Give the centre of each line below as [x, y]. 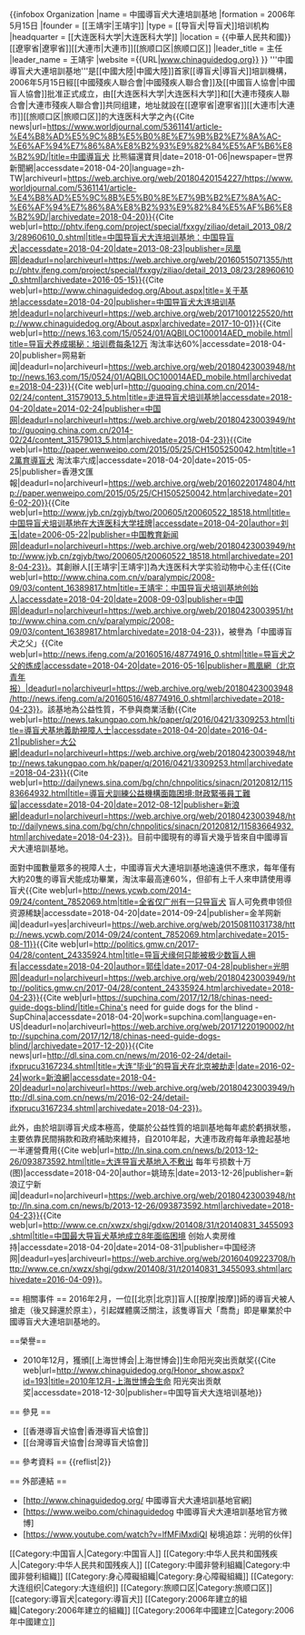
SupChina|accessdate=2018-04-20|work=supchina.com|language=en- [143, 1017]
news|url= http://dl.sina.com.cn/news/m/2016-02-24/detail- [120, 1055]
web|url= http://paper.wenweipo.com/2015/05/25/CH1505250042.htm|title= [151, 449]
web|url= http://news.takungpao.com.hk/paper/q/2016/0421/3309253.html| [150, 719]
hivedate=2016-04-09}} [54, 1280]
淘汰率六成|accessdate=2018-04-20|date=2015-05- [153, 460]
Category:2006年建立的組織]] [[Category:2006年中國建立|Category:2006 [157, 1610]
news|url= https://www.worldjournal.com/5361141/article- [116, 127]
